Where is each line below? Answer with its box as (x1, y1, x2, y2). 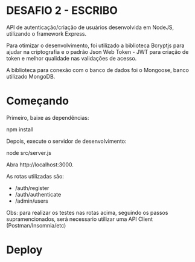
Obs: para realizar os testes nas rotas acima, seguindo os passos (6, 209, 168, 216)
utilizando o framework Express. (6, 30, 86, 37)
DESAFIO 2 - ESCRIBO (6, 4, 118, 18)
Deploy (6, 243, 43, 257)
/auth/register (14, 184, 50, 191)
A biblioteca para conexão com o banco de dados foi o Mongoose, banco (6, 66, 189, 73)
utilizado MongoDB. (6, 73, 56, 80)
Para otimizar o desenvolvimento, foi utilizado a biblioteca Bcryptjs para (6, 42, 185, 49)
